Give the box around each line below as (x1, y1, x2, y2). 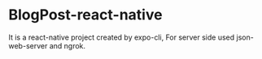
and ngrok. (49, 40, 86, 50)
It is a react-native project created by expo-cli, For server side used (8, 32, 235, 42)
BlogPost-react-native (8, 6, 163, 24)
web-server (8, 40, 48, 50)
